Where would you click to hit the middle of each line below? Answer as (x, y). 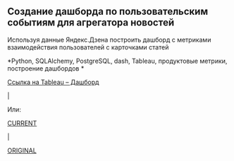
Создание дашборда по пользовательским (108, 12)
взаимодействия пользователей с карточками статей (88, 47)
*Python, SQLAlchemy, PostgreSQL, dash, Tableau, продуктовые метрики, (117, 61)
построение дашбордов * (46, 68)
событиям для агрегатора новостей (91, 23)
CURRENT (22, 123)
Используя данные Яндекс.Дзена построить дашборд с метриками (109, 40)
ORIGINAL (22, 150)
